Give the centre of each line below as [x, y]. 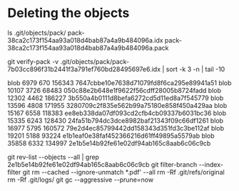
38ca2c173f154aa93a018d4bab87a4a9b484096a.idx [85, 40]
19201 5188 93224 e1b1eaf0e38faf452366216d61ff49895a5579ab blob [111, 136]
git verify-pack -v [33, 61]
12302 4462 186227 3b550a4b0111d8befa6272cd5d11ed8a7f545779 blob [116, 98]
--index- [211, 164]
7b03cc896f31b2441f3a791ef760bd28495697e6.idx [84, 69]
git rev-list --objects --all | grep [54, 157]
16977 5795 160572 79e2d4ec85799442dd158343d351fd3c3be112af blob [116, 128]
